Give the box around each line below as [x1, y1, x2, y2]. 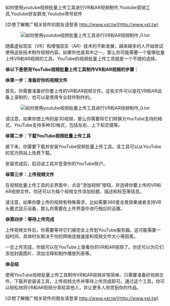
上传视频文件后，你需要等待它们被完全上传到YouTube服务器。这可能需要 [5, 227, 157, 233]
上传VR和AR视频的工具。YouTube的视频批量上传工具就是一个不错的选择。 [5, 56, 159, 62]
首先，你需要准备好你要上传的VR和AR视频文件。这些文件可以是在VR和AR [5, 88, 158, 94]
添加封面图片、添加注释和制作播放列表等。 [5, 250, 94, 256]
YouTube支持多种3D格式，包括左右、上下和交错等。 [14, 122, 123, 128]
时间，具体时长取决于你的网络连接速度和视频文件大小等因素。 [9, 233, 138, 239]
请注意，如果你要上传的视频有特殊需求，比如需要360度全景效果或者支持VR [5, 199, 161, 205]
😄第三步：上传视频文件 [5, 171, 55, 177]
